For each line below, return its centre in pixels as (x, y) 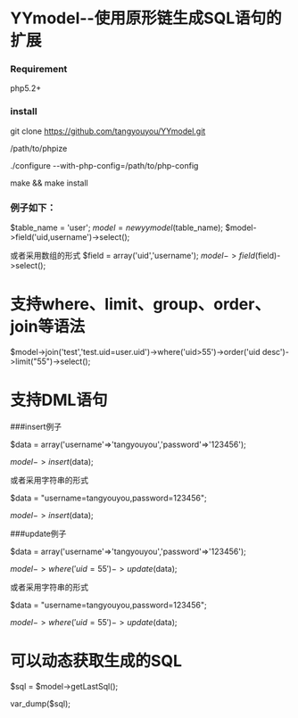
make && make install (49, 183)
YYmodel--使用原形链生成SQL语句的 (146, 18)
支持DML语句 (59, 400)
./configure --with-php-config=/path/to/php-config (104, 165)
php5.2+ (26, 88)
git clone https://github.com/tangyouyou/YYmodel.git (108, 131)
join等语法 (48, 327)
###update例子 (38, 533)
